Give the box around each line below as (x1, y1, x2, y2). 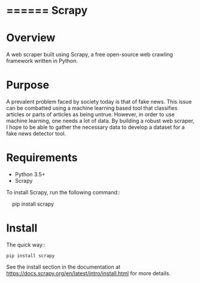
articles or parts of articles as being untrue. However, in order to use (6, 111, 175, 118)
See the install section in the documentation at (6, 263, 121, 270)
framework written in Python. (6, 58, 78, 65)
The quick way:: (6, 241, 46, 248)
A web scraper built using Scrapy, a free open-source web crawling (6, 51, 174, 58)
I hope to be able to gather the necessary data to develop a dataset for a (6, 124, 185, 131)
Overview (6, 31, 56, 45)
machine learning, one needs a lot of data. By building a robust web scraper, (6, 118, 195, 125)
